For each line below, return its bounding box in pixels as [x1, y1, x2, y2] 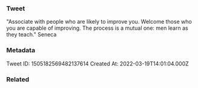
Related [6, 75, 30, 83]
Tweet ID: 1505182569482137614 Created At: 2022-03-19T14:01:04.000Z [6, 59, 189, 67]
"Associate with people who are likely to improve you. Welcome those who [6, 18, 192, 25]
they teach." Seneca [6, 31, 57, 38]
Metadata [6, 46, 35, 55]
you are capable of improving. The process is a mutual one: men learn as [6, 24, 189, 32]
